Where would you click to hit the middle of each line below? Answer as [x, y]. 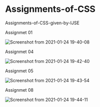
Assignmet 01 [19, 32]
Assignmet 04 [19, 52]
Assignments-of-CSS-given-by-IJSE [42, 23]
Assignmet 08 [19, 90]
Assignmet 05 [19, 71]
